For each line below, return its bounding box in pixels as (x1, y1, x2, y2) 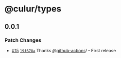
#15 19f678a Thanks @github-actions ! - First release (11, 47, 116, 53)
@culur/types (4, 3, 62, 14)
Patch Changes (4, 37, 42, 44)
